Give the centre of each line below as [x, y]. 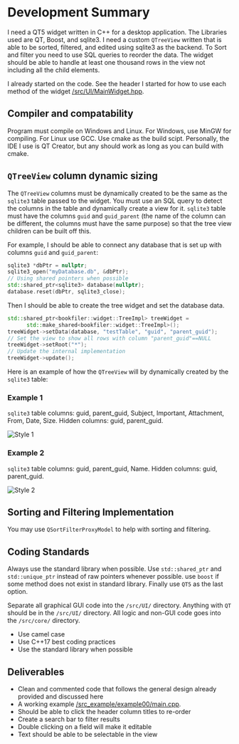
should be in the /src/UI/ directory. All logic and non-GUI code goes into [115, 613]
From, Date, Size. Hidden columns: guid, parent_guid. [85, 421]
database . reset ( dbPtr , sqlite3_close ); [67, 292]
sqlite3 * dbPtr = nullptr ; [47, 265]
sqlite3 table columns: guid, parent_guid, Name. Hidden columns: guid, [113, 468]
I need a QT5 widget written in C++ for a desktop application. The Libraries [117, 32]
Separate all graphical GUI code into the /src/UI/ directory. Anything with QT [119, 605]
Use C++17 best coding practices [67, 642]
